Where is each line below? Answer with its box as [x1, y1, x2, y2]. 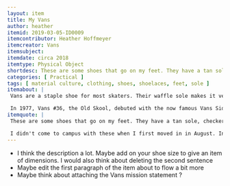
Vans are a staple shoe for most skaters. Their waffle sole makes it [10, 93, 216, 100]
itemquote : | [7, 111, 44, 118]
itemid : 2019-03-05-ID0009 [7, 29, 84, 36]
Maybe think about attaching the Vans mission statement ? [16, 170, 183, 178]
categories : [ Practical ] [7, 73, 84, 81]
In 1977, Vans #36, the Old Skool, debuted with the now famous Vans [10, 105, 213, 112]
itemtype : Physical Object [7, 61, 84, 68]
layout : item [7, 10, 44, 17]
